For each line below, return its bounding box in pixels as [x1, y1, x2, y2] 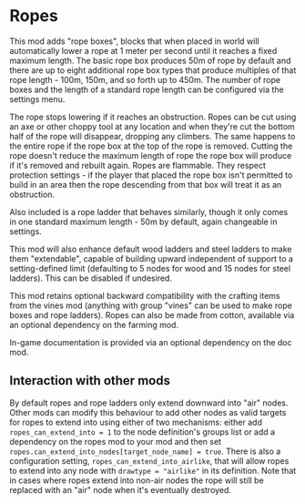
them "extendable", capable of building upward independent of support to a [9, 252, 294, 264]
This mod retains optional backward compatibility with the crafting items [9, 290, 280, 301]
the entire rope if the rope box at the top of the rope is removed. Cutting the [9, 140, 293, 151]
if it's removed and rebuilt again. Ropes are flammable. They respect [9, 159, 267, 170]
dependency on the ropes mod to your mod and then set [9, 436, 221, 447]
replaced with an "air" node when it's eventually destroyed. [9, 484, 232, 495]
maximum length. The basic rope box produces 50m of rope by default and [9, 55, 291, 66]
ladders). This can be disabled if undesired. [9, 273, 173, 283]
